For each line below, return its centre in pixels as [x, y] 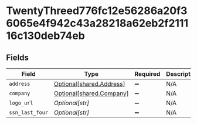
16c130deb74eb [45, 36]
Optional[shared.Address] [89, 84]
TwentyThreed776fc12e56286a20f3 [97, 11]
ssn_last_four [29, 113]
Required [147, 74]
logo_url [21, 103]
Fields [18, 57]
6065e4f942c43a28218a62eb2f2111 [97, 23]
